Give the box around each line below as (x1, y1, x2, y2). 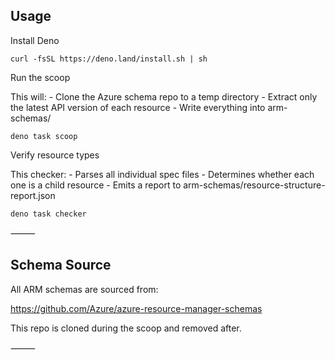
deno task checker (10, 209, 87, 219)
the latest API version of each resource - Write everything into (10, 101, 266, 113)
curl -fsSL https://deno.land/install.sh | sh (10, 54, 208, 64)
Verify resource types (10, 149, 100, 161)
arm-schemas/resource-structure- (183, 179, 326, 191)
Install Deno (10, 34, 60, 46)
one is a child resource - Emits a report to (10, 179, 182, 191)
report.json (10, 189, 56, 201)
